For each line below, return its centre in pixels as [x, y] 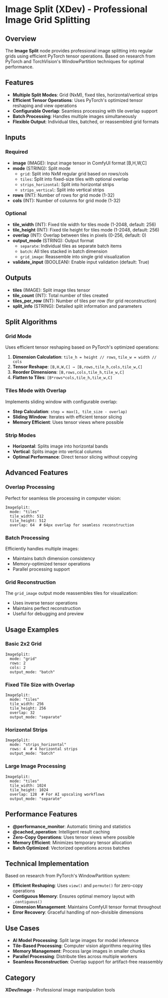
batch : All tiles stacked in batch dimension [64, 251]
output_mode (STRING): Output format [53, 240]
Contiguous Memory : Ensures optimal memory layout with [74, 896]
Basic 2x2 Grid [23, 644]
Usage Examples [32, 629]
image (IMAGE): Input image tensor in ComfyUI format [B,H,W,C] [80, 163]
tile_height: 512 [28, 521]
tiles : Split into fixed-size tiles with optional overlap [74, 179]
